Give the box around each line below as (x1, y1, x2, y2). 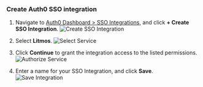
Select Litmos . (15, 37, 53, 45)
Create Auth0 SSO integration (6, 5, 97, 13)
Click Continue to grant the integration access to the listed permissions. (15, 49, 197, 56)
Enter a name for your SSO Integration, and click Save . (15, 67, 153, 75)
